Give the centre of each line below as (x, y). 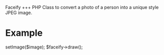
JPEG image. (19, 13)
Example (24, 33)
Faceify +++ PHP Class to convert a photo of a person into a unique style (82, 7)
